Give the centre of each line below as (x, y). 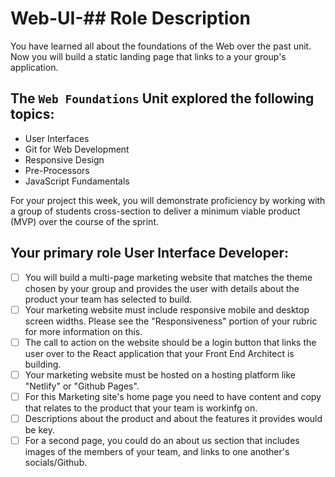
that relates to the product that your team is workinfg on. (141, 408)
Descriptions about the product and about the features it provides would (173, 418)
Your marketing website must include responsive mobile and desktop (167, 309)
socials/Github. (56, 462)
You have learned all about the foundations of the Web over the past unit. (161, 46)
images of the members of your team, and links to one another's (157, 451)
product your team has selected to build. (108, 299)
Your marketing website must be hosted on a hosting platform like (160, 374)
